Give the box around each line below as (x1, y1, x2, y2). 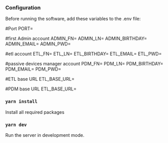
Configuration (5, 4, 41, 11)
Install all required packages (5, 109, 65, 115)
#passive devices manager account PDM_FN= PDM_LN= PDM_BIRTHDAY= (5, 61, 163, 67)
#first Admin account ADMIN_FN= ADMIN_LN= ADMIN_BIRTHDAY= (5, 35, 147, 42)
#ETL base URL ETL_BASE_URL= (5, 76, 75, 82)
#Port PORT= (5, 26, 33, 32)
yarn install (5, 99, 38, 105)
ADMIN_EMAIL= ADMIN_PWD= (5, 41, 71, 47)
